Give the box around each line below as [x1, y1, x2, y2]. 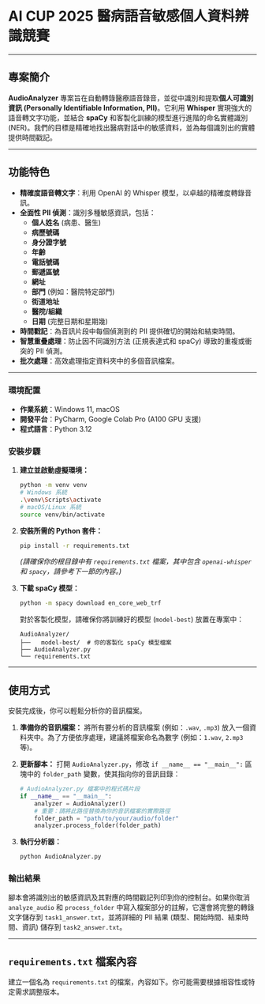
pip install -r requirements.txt [19, 542, 130, 549]
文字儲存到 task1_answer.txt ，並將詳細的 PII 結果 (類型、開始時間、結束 [8, 912, 242, 922]
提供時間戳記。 [8, 132, 57, 142]
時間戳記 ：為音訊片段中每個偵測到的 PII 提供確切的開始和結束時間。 [19, 326, 240, 336]
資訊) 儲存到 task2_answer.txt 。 [21, 922, 127, 931]
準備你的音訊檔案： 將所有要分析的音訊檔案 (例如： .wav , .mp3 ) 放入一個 [19, 723, 250, 732]
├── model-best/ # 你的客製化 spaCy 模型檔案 [19, 639, 172, 647]
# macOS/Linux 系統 [19, 503, 81, 511]
